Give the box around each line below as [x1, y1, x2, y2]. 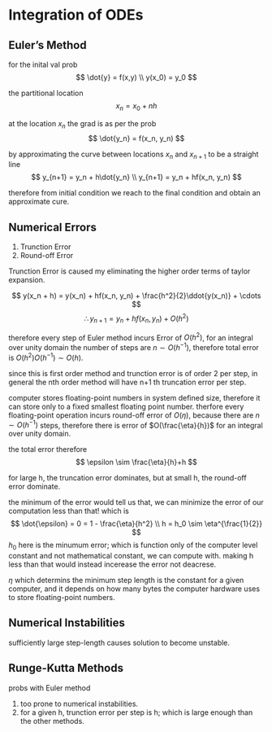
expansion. [8, 275, 45, 285]
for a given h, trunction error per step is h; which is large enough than [19, 707, 253, 717]
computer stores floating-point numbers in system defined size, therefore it [8, 392, 261, 402]
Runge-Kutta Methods [8, 661, 124, 675]
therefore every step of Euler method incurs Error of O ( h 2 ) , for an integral [8, 331, 253, 343]
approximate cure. [8, 197, 70, 207]
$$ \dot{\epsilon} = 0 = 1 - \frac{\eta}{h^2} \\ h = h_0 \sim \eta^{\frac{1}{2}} [11, 519, 262, 528]
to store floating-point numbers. [8, 593, 115, 603]
